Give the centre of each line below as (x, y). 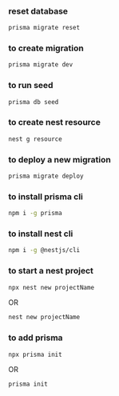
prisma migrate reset (44, 28)
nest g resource (35, 139)
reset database (38, 11)
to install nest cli (41, 234)
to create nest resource (55, 122)
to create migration (46, 48)
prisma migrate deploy (46, 176)
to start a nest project (51, 271)
